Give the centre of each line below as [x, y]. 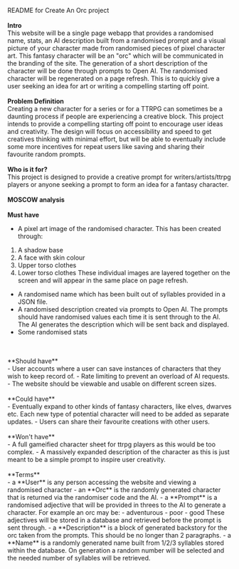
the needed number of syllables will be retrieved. [79, 558]
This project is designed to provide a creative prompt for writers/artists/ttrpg [119, 177]
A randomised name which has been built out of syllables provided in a [122, 294]
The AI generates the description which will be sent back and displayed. [123, 324]
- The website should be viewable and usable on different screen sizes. [112, 384]
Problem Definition [36, 101]
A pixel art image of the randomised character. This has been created [119, 229]
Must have [23, 215]
